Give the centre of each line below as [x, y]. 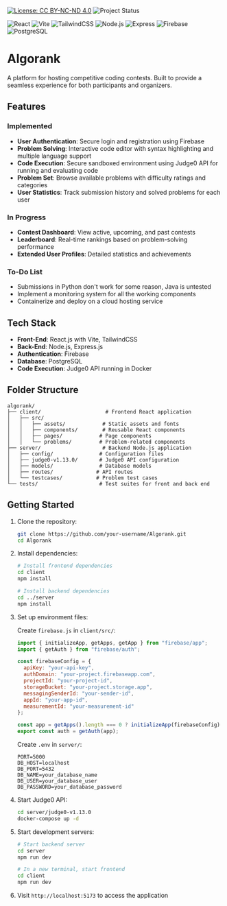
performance [36, 246]
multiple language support [54, 156]
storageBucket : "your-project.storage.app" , [88, 687]
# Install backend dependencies [63, 591]
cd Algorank [34, 540]
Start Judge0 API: [42, 800]
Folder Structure [43, 390]
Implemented [30, 126]
